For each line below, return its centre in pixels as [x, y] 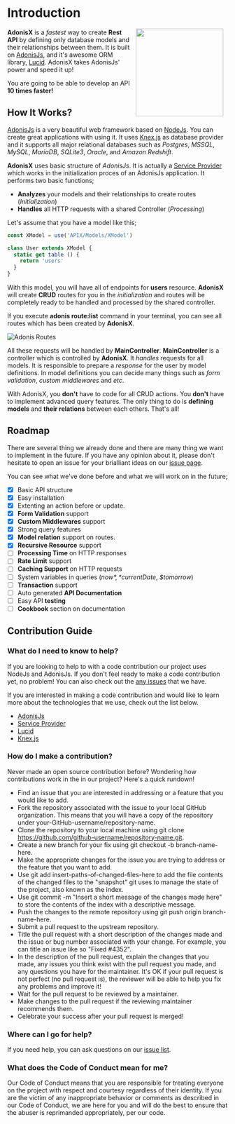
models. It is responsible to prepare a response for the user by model [107, 365]
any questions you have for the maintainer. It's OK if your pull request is [120, 971]
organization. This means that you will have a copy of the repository [115, 815]
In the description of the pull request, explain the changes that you [113, 956]
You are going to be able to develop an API [69, 83]
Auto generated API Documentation [70, 593]
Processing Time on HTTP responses [72, 553]
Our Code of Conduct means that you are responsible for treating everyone [115, 1083]
